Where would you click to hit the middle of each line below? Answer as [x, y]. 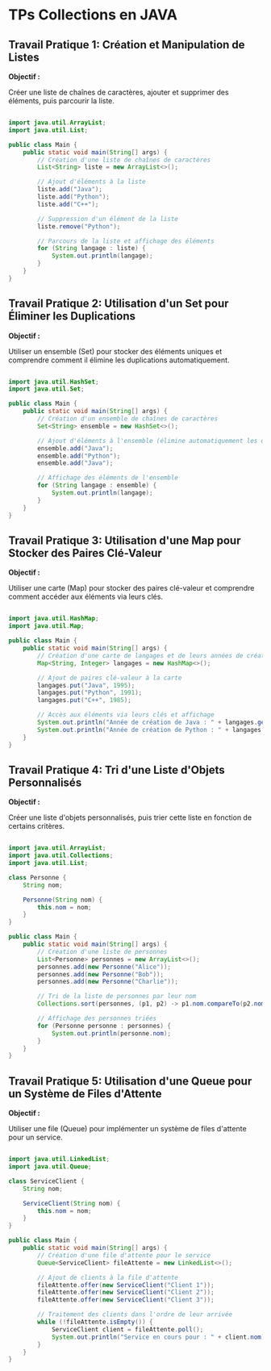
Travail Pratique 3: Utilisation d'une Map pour [125, 540]
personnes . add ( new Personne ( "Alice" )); [104, 967]
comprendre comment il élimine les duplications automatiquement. [119, 360]
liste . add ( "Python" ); [74, 197]
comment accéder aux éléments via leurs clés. [86, 597]
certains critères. [37, 826]
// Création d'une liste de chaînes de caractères [124, 160]
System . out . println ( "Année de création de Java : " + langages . [148, 722]
